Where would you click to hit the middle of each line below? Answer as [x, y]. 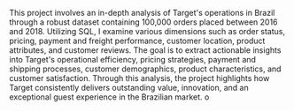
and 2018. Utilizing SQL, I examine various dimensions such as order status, [147, 31]
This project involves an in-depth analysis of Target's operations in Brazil [142, 13]
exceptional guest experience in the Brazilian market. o [109, 97]
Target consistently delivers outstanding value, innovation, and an [129, 88]
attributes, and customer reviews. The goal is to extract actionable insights [145, 50]
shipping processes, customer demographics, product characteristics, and [145, 69]
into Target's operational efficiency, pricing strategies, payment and [133, 59]
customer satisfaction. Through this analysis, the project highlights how [139, 78]
